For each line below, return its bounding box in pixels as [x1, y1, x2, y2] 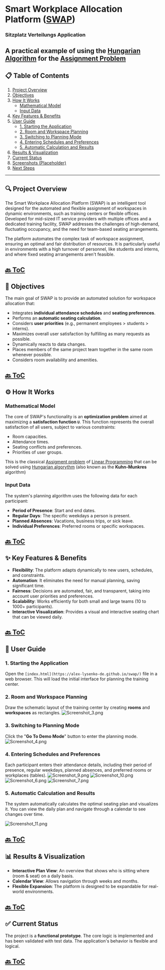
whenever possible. [12, 352, 53, 358]
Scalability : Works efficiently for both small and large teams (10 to [12, 598, 146, 604]
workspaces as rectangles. [5, 710, 61, 716]
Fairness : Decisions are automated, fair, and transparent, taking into [12, 588, 150, 593]
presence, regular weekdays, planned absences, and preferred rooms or [5, 767, 152, 773]
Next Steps [12, 165, 35, 171]
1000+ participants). [12, 603, 54, 609]
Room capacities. [12, 433, 48, 440]
